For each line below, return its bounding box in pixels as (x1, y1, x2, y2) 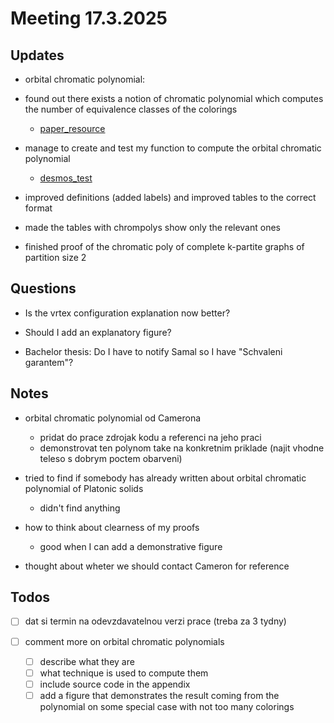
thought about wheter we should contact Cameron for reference (24, 560, 290, 572)
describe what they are (39, 655, 135, 667)
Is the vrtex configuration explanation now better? (24, 307, 231, 319)
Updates (10, 47, 65, 64)
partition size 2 (24, 252, 87, 263)
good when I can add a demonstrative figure (39, 540, 223, 552)
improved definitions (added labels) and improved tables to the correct (24, 192, 317, 203)
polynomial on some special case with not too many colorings (39, 700, 295, 712)
